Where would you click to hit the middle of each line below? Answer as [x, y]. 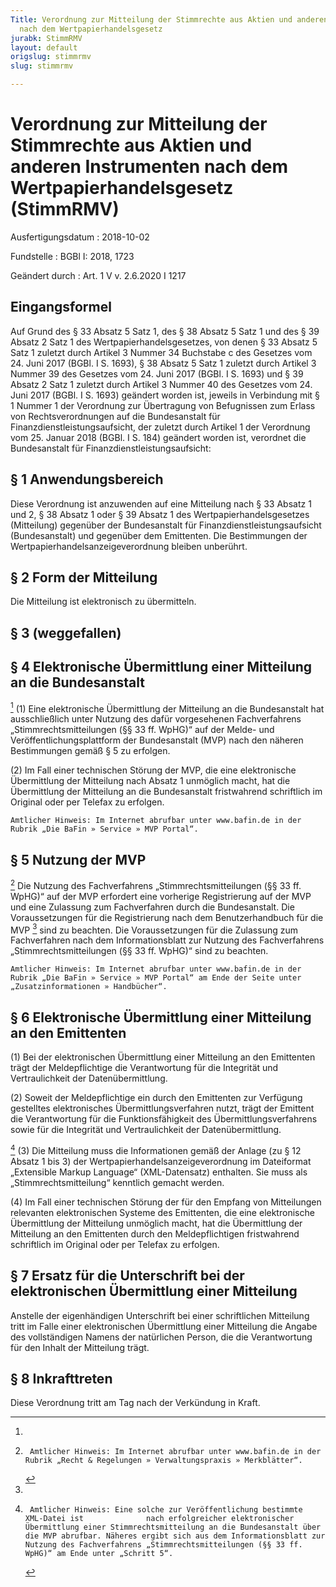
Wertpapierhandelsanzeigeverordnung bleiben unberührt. [129, 546]
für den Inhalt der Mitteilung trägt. [80, 1347]
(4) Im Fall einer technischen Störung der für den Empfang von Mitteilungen [166, 1202]
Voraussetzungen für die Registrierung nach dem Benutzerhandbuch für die [167, 917]
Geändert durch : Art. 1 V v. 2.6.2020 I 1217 [98, 275]
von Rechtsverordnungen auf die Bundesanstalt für [115, 416]
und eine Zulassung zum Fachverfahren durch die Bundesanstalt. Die [152, 907]
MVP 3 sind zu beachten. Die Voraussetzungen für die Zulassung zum [154, 929]
